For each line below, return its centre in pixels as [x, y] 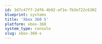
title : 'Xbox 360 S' [27, 19]
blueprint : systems [26, 15]
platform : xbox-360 [26, 24]
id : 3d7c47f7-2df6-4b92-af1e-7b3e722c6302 [51, 10]
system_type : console [28, 29]
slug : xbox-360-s [23, 33]
